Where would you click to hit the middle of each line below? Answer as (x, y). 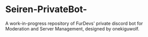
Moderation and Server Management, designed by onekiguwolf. (72, 28)
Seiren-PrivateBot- (46, 9)
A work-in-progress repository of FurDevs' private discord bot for (74, 23)
